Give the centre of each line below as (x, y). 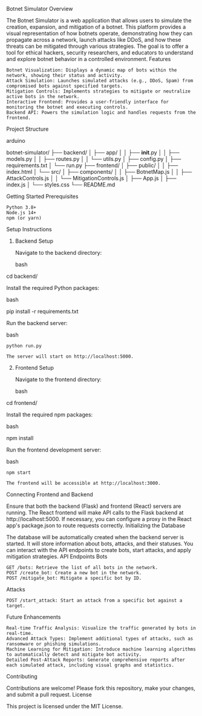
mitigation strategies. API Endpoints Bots (57, 557)
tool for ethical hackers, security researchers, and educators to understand (100, 53)
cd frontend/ (22, 403)
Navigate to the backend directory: (58, 253)
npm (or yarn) (24, 218)
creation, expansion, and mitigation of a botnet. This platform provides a (96, 27)
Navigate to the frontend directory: (58, 379)
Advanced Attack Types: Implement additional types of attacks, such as (100, 639)
